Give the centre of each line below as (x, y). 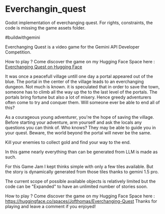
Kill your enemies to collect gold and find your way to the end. (68, 142)
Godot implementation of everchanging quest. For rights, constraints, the (79, 23)
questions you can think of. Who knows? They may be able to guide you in (81, 127)
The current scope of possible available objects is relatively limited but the (81, 181)
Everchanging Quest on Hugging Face (44, 67)
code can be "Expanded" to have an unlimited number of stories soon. (76, 186)
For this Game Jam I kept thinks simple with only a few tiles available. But (79, 166)
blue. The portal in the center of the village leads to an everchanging (75, 81)
